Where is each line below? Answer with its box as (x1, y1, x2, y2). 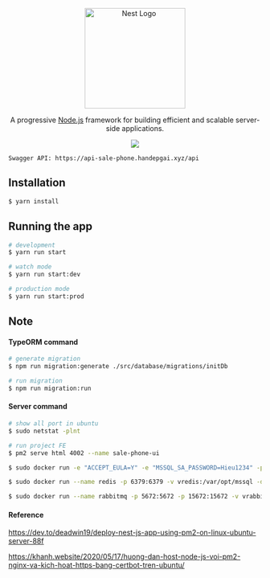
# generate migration (8, 355, 81, 363)
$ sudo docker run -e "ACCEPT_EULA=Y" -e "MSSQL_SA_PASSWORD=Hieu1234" (8, 463, 253, 472)
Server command (8, 402, 67, 412)
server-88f (8, 536, 44, 546)
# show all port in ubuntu (8, 420, 99, 428)
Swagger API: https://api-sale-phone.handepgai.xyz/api (8, 154, 199, 162)
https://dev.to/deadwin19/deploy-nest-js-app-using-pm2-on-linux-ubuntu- (8, 527, 256, 538)
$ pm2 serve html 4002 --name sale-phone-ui (8, 449, 160, 457)
